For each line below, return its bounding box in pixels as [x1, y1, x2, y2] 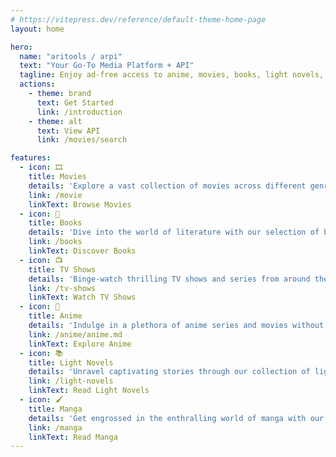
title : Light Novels [28, 357, 114, 368]
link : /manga [28, 422, 83, 433]
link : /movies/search [36, 135, 128, 145]
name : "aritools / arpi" [19, 51, 123, 61]
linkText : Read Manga [28, 432, 118, 442]
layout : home [10, 24, 65, 34]
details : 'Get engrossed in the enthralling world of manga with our [28, 413, 325, 423]
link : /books [28, 237, 83, 247]
